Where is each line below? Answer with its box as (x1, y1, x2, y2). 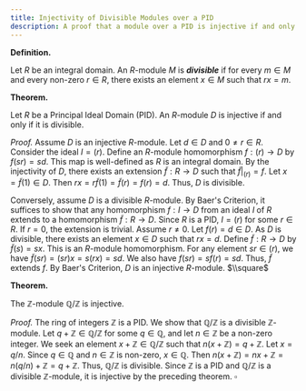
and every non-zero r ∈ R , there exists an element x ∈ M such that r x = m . (10, 74, 291, 85)
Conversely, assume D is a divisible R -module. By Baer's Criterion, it (10, 195, 266, 206)
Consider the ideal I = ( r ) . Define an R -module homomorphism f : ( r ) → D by (10, 146, 294, 157)
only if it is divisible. (10, 119, 84, 130)
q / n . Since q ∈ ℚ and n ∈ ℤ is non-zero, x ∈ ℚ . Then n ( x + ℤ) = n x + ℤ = (10, 349, 284, 360)
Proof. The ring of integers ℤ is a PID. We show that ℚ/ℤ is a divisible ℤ (10, 317, 273, 328)
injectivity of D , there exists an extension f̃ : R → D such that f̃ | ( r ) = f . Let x (10, 165, 288, 178)
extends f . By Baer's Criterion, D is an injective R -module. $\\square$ (10, 263, 269, 274)
